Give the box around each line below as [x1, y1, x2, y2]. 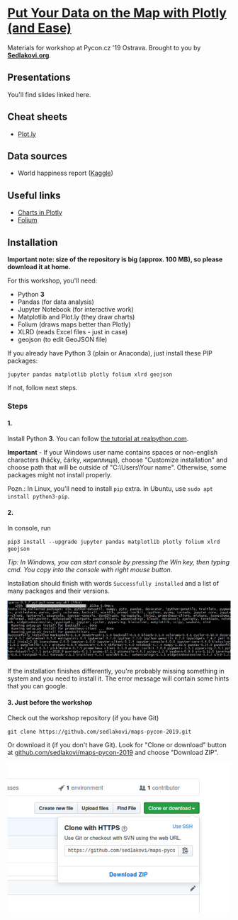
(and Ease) [7, 20, 72, 36]
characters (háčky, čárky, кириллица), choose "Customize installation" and [7, 455, 228, 465]
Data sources [7, 150, 67, 162]
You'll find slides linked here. [7, 90, 91, 98]
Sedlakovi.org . [7, 51, 52, 59]
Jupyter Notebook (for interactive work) [17, 305, 135, 313]
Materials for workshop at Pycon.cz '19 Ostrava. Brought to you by [7, 43, 201, 52]
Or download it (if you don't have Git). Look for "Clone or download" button [7, 741, 227, 749]
